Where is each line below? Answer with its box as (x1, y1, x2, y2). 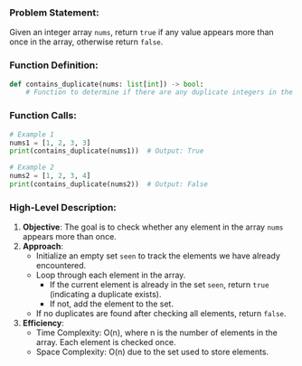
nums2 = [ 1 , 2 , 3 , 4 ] (9, 172, 91, 181)
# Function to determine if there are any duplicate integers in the (25, 88, 294, 97)
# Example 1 (9, 129, 54, 139)
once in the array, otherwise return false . (9, 36, 164, 47)
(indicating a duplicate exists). (49, 289, 162, 300)
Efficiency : (22, 318, 65, 329)
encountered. (35, 260, 87, 271)
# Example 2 (9, 163, 54, 173)
